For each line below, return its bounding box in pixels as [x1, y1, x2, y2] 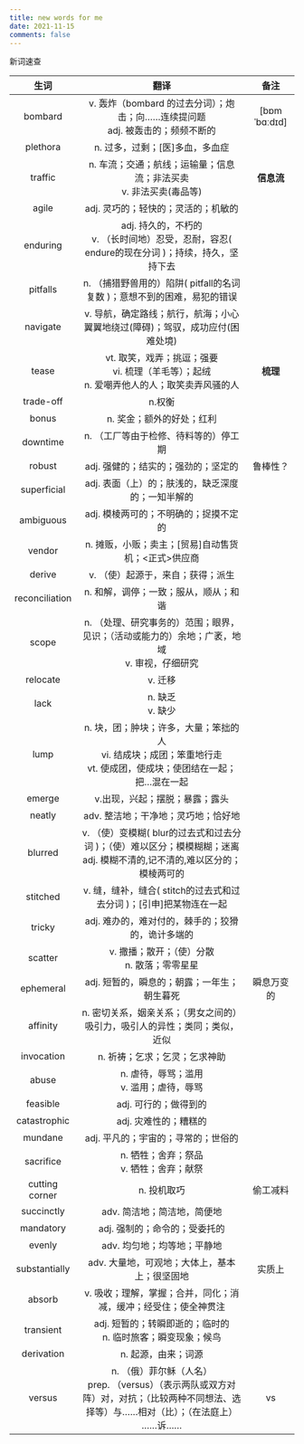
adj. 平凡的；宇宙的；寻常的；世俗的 [84, 1132, 239, 1145]
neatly [30, 809, 57, 822]
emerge [26, 793, 61, 805]
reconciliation [14, 592, 72, 604]
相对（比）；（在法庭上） [138, 1406, 238, 1419]
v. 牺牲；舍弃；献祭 [120, 1163, 204, 1175]
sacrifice [24, 1155, 62, 1168]
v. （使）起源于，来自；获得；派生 [89, 569, 235, 582]
